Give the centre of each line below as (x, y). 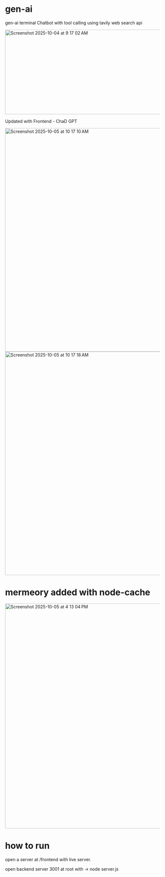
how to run (27, 846)
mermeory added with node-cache (78, 592)
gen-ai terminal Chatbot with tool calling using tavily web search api (74, 23)
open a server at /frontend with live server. (48, 859)
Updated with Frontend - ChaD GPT (41, 121)
